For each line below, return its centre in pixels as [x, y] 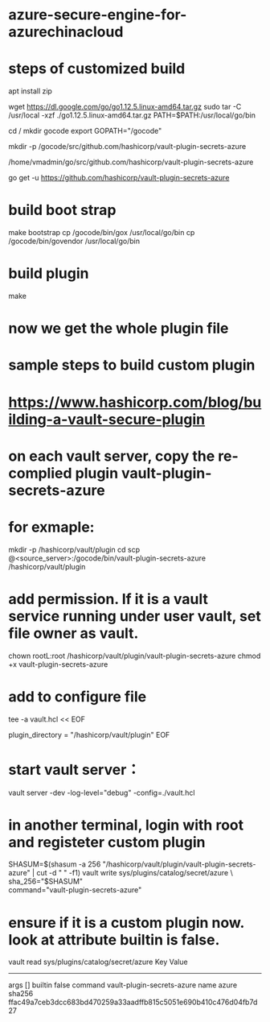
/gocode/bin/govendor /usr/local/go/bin [74, 241]
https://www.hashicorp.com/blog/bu [135, 402]
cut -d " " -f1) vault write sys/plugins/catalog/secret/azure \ [134, 873]
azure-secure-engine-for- [98, 15]
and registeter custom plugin [107, 842]
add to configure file [78, 696]
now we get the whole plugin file [119, 329]
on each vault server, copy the [112, 456]
